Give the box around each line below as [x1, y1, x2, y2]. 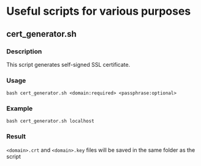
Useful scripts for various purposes [6, 4, 191, 18]
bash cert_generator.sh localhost [6, 118, 95, 124]
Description [6, 47, 42, 56]
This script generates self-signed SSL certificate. [6, 61, 131, 68]
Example [6, 104, 33, 113]
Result [6, 132, 26, 141]
